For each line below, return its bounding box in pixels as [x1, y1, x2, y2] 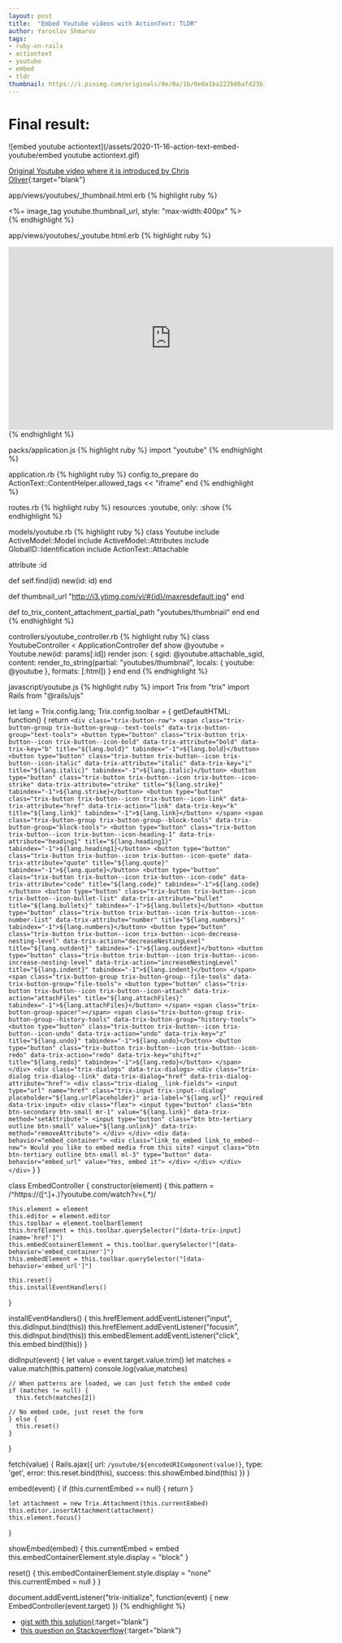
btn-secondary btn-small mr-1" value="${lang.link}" [8, 1108, 191, 1117]
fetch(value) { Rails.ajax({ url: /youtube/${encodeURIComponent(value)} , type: [8, 1459, 264, 1469]
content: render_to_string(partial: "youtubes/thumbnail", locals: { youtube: [8, 658, 255, 668]
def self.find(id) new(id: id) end [8, 576, 112, 586]
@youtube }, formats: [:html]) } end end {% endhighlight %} [8, 666, 209, 676]
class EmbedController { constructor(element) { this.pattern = [8, 1181, 214, 1191]
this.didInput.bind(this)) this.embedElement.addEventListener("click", [8, 1331, 240, 1340]
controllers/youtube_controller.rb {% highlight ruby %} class [8, 632, 210, 642]
